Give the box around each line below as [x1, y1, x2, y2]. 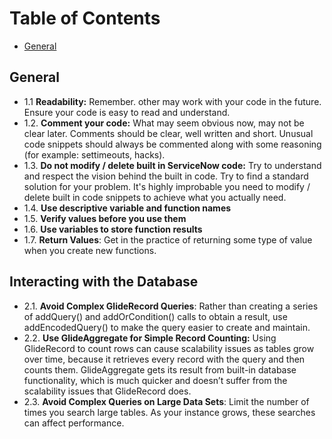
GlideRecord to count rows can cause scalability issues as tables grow [23, 342, 315, 354]
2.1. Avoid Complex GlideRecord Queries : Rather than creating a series [23, 300, 319, 312]
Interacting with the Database [9, 273, 199, 291]
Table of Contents [9, 7, 161, 30]
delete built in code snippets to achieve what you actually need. [23, 191, 287, 203]
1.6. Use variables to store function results [23, 223, 203, 235]
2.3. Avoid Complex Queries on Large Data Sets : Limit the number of [23, 395, 310, 407]
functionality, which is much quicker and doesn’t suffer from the [23, 374, 288, 386]
